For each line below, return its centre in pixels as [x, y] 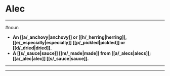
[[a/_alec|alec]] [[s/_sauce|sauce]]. [51, 58]
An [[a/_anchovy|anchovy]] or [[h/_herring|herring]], [70, 37]
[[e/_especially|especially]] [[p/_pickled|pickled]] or [69, 42]
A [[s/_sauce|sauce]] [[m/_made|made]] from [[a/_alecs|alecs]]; [82, 53]
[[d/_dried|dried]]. [32, 48]
